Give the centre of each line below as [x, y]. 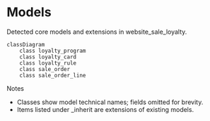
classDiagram [26, 44]
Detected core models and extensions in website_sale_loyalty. [97, 32]
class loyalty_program [53, 51]
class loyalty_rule [48, 63]
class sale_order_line [53, 75]
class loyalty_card [48, 57]
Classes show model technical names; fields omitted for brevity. [110, 102]
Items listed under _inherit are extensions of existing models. [105, 109]
